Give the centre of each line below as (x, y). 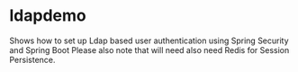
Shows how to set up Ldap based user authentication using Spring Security (149, 40)
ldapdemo (48, 16)
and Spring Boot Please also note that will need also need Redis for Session (149, 49)
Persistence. (32, 59)
